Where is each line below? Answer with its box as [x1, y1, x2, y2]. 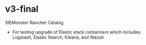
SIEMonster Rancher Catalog [5, 20, 64, 25]
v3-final [5, 3, 39, 15]
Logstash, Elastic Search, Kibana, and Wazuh [12, 34, 104, 40]
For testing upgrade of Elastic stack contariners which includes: [12, 29, 142, 35]
